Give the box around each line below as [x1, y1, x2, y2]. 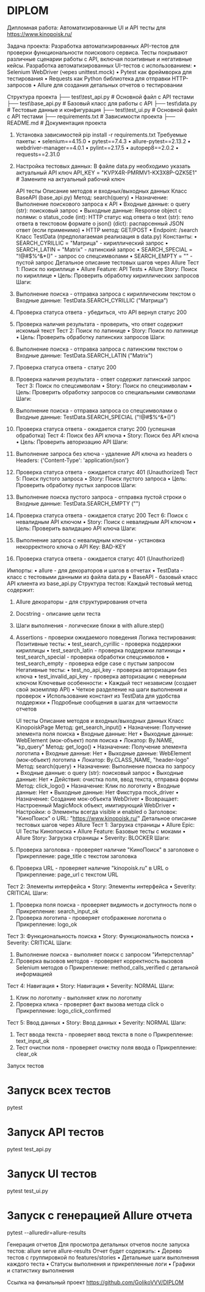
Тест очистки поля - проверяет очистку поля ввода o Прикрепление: [15, 1044, 197, 1051]
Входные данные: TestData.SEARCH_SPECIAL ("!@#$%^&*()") [15, 413, 176, 420]
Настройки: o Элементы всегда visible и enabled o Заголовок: [15, 808, 178, 815]
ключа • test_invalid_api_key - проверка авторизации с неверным [15, 673, 187, 680]
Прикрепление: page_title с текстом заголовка [15, 852, 137, 860]
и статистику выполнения [7, 1266, 74, 1274]
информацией [15, 970, 52, 977]
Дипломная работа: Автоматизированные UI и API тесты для [7, 24, 166, 31]
